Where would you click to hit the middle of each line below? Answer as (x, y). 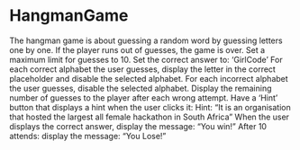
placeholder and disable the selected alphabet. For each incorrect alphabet (149, 78)
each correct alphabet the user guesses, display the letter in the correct (143, 69)
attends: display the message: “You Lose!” (88, 136)
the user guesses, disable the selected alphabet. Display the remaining (141, 88)
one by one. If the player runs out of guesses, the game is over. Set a (137, 49)
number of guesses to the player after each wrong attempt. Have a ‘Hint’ (144, 97)
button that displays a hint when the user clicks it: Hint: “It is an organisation (150, 107)
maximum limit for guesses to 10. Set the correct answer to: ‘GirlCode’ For (146, 59)
